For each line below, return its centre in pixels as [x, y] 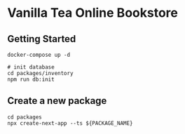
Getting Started [42, 39]
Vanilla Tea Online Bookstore [93, 13]
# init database [31, 67]
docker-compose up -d [39, 55]
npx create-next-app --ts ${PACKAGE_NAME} [70, 123]
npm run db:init [31, 79]
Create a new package [57, 101]
